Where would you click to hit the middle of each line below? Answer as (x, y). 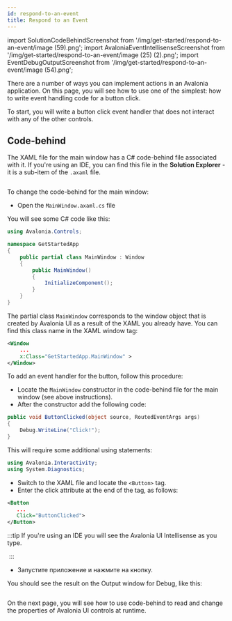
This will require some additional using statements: (80, 450)
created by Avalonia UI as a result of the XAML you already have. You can (113, 323)
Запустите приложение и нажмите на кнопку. (85, 570)
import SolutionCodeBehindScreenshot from (71, 40)
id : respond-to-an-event (43, 14)
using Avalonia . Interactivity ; (52, 463)
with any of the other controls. (50, 118)
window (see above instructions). (65, 397)
